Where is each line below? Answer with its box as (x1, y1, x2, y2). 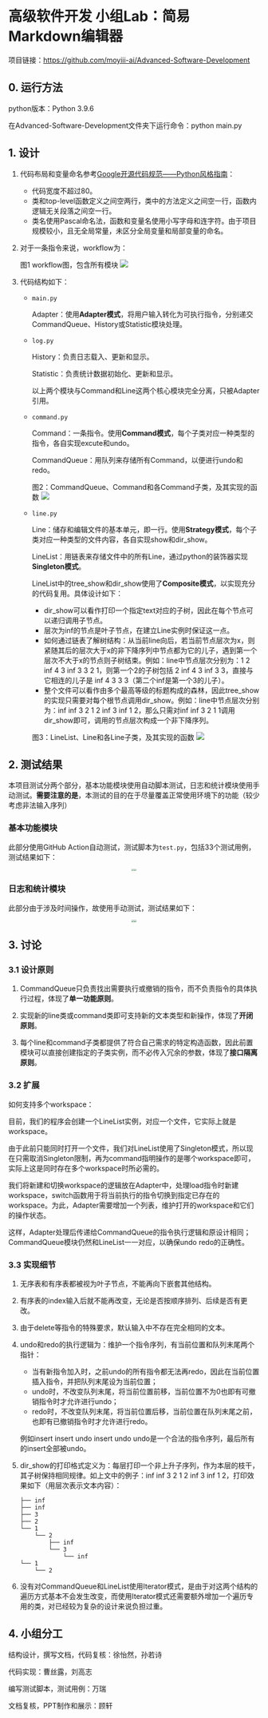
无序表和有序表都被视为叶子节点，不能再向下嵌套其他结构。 (19, 1279, 216, 1289)
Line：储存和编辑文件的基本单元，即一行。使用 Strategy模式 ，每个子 (31, 524, 257, 534)
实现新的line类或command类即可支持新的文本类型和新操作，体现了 (19, 1011, 239, 1020)
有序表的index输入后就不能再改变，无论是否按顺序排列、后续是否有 (19, 1296, 241, 1306)
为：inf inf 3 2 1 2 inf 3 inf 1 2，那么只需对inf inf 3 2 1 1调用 (43, 705, 235, 715)
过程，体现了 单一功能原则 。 (26, 994, 118, 1004)
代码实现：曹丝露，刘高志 (8, 1667, 93, 1676)
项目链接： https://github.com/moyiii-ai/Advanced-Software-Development (8, 55, 250, 65)
